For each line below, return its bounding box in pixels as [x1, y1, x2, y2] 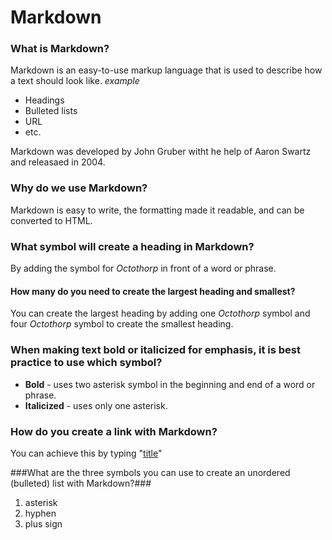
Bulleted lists [24, 105, 78, 117]
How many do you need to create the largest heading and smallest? [10, 285, 296, 297]
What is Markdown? [10, 42, 110, 56]
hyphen [24, 507, 57, 519]
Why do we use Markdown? [10, 181, 148, 195]
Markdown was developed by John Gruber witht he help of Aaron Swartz [10, 146, 312, 158]
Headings [24, 94, 65, 106]
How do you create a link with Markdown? [10, 424, 218, 438]
